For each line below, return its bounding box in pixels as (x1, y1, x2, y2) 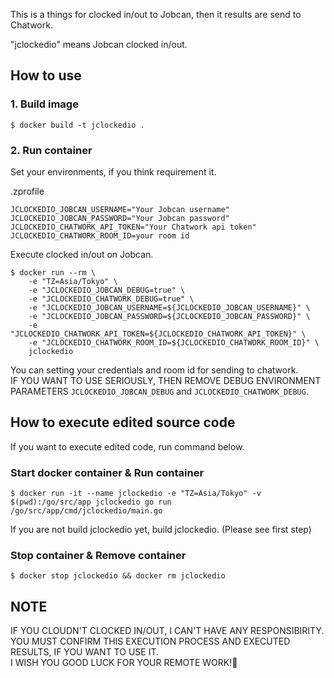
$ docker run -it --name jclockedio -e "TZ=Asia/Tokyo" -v (10, 489, 262, 499)
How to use (10, 67, 82, 84)
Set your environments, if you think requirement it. (10, 165, 217, 178)
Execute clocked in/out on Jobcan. (10, 248, 154, 260)
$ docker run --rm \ (10, 267, 97, 278)
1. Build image (10, 97, 79, 111)
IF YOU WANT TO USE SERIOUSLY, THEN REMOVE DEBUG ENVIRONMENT (10, 374, 322, 386)
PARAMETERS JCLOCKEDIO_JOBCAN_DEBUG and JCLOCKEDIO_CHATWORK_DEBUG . (10, 385, 309, 397)
